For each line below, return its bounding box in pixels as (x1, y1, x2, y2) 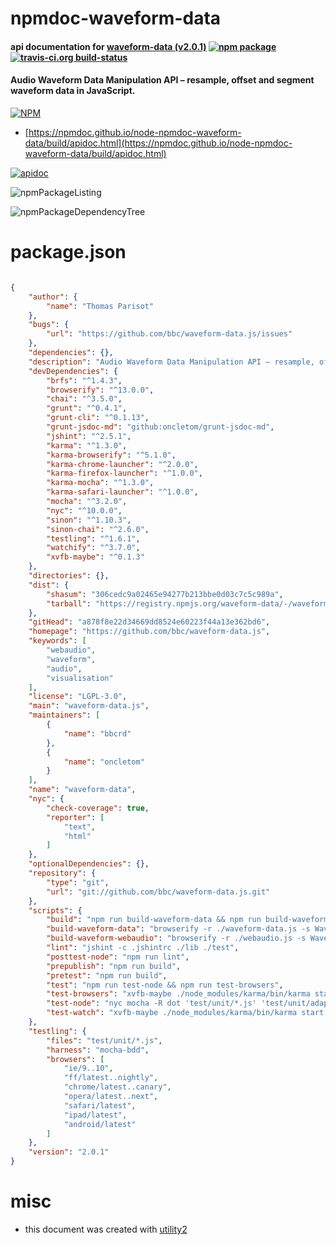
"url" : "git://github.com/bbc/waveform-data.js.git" (46, 887, 271, 897)
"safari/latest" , (63, 1100, 137, 1111)
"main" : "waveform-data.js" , (28, 701, 150, 711)
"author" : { (28, 292, 78, 302)
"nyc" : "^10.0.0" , (46, 505, 123, 516)
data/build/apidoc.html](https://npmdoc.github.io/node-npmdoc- (24, 137, 293, 149)
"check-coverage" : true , (46, 803, 150, 813)
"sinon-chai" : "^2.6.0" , (46, 524, 150, 534)
